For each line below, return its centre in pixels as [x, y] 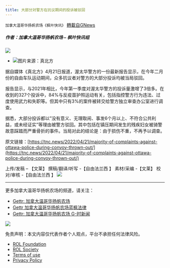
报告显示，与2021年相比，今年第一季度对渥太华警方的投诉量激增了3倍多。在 [85, 88]
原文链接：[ [17, 142]
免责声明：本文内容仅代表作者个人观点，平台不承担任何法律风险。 [74, 234]
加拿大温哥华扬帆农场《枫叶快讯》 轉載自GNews [50, 25]
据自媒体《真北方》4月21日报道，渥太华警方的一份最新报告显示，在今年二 [82, 71]
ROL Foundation [29, 244]
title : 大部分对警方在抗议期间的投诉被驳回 [45, 10]
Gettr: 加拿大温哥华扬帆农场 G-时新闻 [51, 213]
